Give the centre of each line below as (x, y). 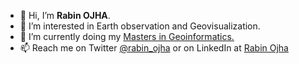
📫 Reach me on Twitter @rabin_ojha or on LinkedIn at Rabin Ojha (154, 48)
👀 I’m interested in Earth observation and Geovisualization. (140, 26)
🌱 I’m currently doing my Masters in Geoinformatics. (127, 36)
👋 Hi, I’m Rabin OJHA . (65, 15)
